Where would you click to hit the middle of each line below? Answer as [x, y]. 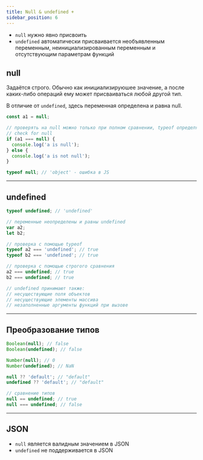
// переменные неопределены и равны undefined [66, 222]
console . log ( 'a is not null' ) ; [51, 156]
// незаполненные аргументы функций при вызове [67, 305]
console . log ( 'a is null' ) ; [46, 145]
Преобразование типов [53, 330]
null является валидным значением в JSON [72, 444]
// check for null [29, 134]
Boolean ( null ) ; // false [37, 344]
